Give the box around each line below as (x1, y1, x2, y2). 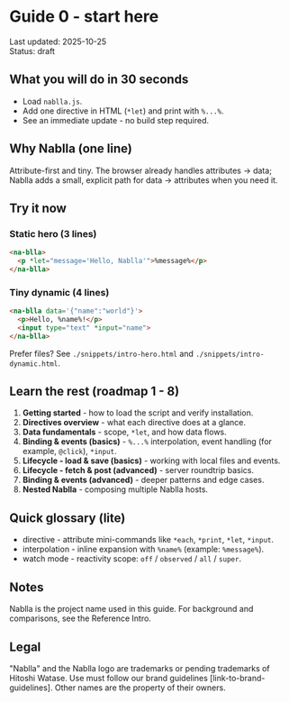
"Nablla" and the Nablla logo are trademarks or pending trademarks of (9, 662, 270, 673)
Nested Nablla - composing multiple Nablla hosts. (22, 484, 209, 495)
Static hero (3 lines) (9, 227, 97, 240)
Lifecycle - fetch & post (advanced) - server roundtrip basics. (22, 465, 255, 476)
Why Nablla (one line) (9, 141, 132, 157)
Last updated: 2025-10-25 (9, 36, 107, 47)
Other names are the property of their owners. (54, 682, 227, 693)
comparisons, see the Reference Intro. (9, 613, 151, 624)
